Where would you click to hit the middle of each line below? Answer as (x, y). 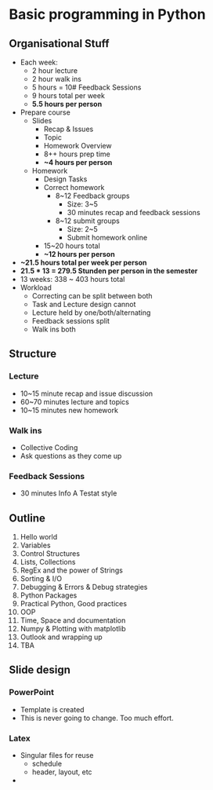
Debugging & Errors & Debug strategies (84, 587)
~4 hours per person (78, 162)
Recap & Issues (69, 129)
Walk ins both (54, 329)
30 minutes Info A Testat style (69, 493)
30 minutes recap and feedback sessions (134, 212)
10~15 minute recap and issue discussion (87, 393)
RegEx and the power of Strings (72, 570)
